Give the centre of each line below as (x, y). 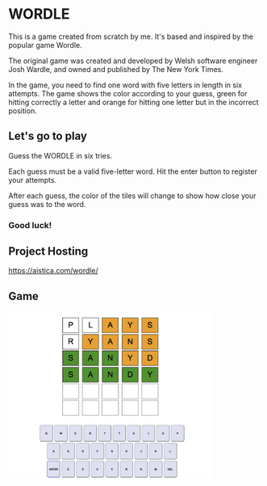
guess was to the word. (47, 204)
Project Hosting (48, 251)
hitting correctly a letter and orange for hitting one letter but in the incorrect (134, 102)
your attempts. (33, 180)
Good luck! (30, 225)
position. (23, 111)
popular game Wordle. (45, 44)
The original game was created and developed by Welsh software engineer (133, 61)
